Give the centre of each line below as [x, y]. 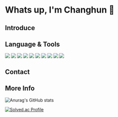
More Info [20, 89]
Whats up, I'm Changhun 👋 [60, 10]
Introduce [20, 28]
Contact [17, 72]
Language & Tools [33, 44]
